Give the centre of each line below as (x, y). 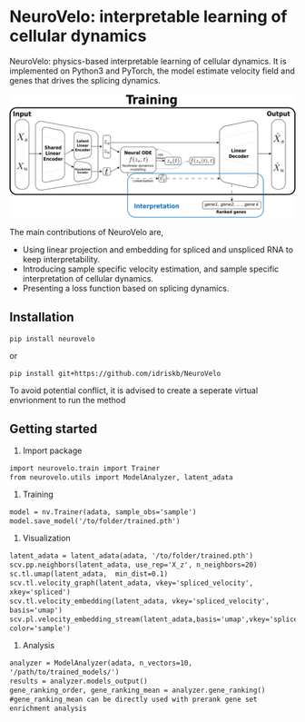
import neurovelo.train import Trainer (85, 469)
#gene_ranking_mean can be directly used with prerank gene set (133, 700)
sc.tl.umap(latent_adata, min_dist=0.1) (89, 574)
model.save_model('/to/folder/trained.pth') (95, 521)
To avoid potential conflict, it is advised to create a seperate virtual (134, 391)
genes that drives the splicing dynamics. (85, 80)
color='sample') (40, 628)
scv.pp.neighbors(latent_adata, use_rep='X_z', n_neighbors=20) (133, 565)
